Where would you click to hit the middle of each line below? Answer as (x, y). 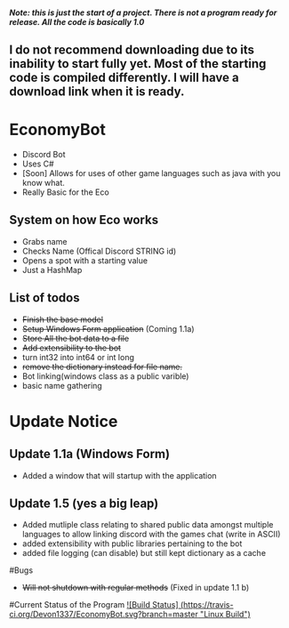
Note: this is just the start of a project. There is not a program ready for (143, 12)
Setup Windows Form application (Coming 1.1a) (108, 328)
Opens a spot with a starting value (85, 260)
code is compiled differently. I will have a (124, 77)
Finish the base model (63, 319)
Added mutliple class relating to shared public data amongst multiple (148, 525)
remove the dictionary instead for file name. (102, 366)
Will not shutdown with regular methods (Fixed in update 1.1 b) (136, 588)
